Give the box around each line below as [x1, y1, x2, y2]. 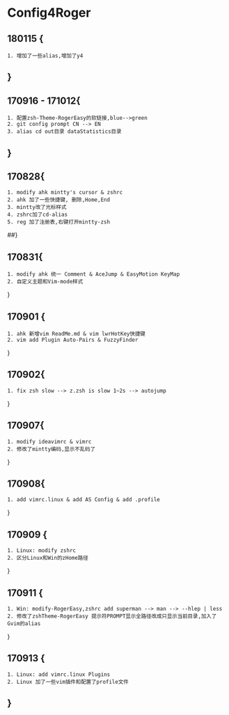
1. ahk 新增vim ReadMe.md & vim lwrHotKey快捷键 [7, 331, 146, 338]
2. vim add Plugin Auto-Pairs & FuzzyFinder [7, 336, 139, 344]
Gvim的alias [7, 620, 41, 627]
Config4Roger [7, 5, 91, 21]
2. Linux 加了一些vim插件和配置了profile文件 [7, 678, 129, 685]
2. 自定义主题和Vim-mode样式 [7, 278, 84, 285]
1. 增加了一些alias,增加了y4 [7, 52, 84, 59]
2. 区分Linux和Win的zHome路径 [7, 555, 88, 562]
